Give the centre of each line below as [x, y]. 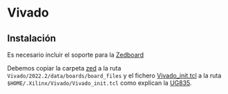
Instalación [32, 38]
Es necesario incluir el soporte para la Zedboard [75, 55]
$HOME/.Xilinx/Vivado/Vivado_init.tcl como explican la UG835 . [99, 83]
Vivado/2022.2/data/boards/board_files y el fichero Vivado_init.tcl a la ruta [114, 75]
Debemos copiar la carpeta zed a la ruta [64, 68]
